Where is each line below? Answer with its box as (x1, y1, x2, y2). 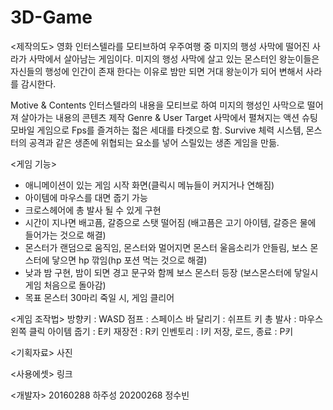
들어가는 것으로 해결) (24, 229, 107, 241)
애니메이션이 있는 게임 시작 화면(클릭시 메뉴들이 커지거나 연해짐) (24, 179, 275, 191)
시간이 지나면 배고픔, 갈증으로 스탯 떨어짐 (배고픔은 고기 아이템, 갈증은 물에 (24, 216, 317, 228)
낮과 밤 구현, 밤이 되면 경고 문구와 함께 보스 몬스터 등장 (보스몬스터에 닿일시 (24, 266, 319, 278)
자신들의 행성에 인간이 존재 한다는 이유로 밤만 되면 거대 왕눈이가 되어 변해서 (10, 65, 304, 77)
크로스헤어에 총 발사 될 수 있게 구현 (24, 204, 162, 216)
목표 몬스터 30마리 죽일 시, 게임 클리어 (24, 291, 175, 303)
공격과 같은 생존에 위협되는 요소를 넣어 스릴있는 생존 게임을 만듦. (28, 136, 280, 148)
